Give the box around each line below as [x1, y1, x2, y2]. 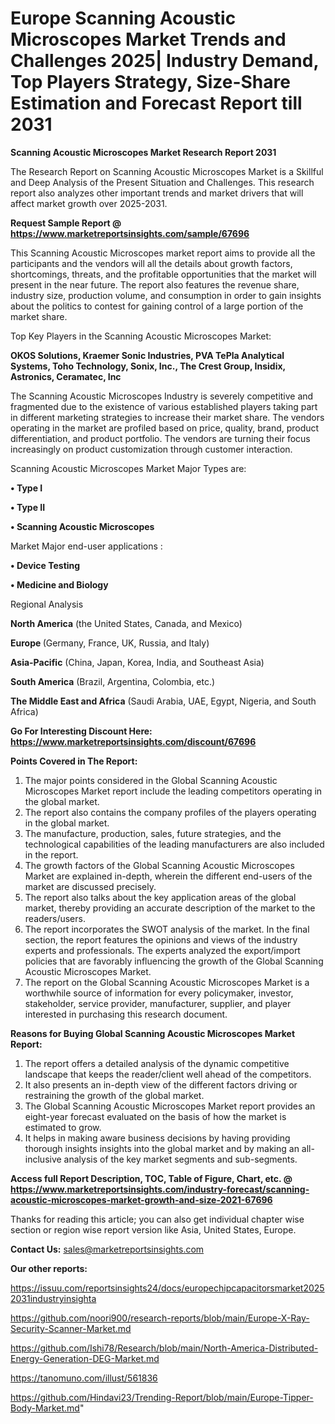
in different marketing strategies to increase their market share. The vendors [10, 411, 325, 423]
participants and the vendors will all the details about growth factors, [10, 257, 293, 269]
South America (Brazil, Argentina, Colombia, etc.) [10, 675, 216, 687]
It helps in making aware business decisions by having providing [24, 1132, 291, 1144]
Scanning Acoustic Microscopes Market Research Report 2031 [10, 146, 277, 158]
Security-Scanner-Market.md [10, 1322, 132, 1334]
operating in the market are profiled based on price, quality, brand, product [10, 422, 320, 434]
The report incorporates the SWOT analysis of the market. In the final [24, 923, 310, 935]
